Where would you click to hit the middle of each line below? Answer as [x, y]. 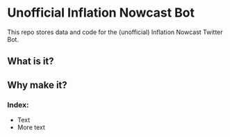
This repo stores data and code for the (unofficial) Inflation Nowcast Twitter [115, 32]
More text [31, 127]
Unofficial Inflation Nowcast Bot [101, 13]
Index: [18, 104]
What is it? [31, 62]
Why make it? [37, 85]
